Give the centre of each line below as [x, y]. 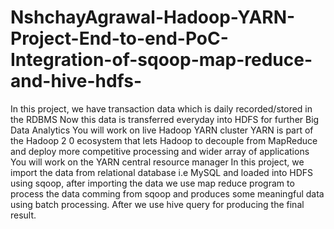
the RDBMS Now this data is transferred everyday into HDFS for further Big [165, 119]
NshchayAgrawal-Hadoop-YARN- [153, 17]
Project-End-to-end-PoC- [119, 38]
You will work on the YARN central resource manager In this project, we [157, 162]
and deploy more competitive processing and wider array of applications [160, 151]
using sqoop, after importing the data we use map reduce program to [152, 183]
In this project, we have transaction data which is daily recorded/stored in [161, 108]
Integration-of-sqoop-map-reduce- [161, 60]
